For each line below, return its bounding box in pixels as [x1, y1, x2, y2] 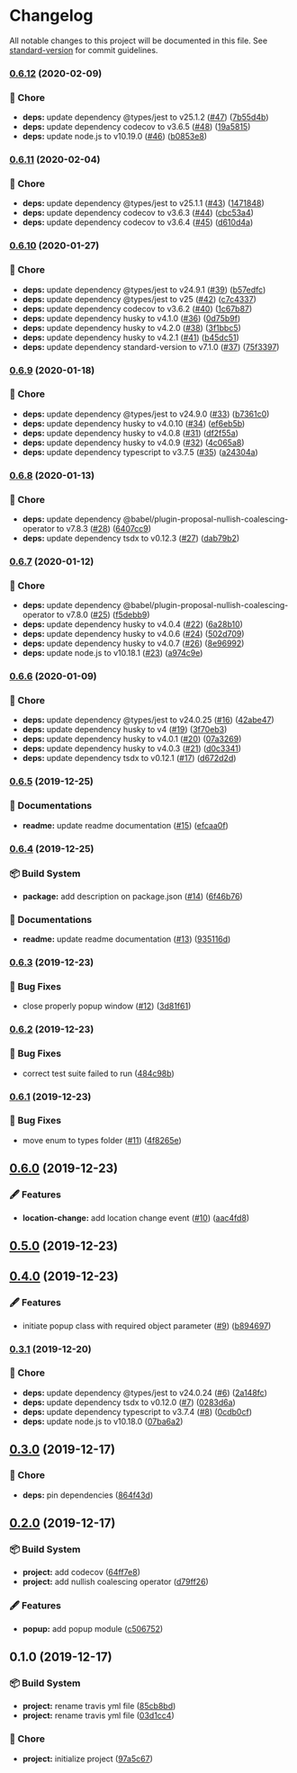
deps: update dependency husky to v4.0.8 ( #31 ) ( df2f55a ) [22, 427, 238, 438]
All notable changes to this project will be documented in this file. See [9, 35, 268, 46]
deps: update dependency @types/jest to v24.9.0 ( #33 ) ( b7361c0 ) [22, 408, 270, 419]
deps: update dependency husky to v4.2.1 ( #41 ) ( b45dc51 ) [22, 332, 240, 343]
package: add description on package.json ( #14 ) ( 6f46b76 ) [22, 891, 243, 901]
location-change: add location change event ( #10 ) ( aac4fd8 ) [22, 1212, 250, 1223]
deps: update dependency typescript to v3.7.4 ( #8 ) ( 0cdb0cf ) [22, 1406, 252, 1417]
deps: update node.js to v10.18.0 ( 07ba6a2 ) [22, 1416, 184, 1427]
